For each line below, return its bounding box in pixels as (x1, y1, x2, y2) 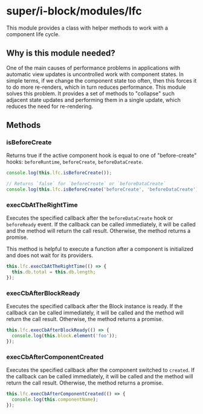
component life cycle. (6, 30, 60, 37)
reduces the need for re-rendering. (6, 103, 94, 110)
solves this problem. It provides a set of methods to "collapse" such (6, 89, 175, 97)
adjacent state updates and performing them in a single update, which (6, 96, 181, 103)
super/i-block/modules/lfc (6, 4, 142, 18)
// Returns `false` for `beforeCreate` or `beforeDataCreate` (6, 181, 166, 187)
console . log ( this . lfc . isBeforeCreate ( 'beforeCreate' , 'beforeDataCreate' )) (6, 186, 201, 193)
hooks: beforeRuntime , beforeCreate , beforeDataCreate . (6, 158, 143, 165)
